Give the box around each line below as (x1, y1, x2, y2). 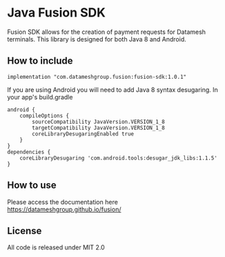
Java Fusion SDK (7, 5, 106, 21)
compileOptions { (19, 112, 70, 119)
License (7, 225, 42, 236)
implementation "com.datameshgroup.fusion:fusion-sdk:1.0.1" (7, 73, 187, 80)
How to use (7, 180, 57, 191)
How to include (7, 55, 74, 67)
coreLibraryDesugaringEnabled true (32, 130, 135, 137)
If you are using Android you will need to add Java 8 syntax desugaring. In (7, 85, 219, 94)
